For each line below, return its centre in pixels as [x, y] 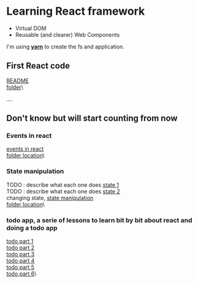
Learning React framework [76, 11]
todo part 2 [21, 248]
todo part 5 [21, 267]
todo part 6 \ [21, 274]
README [18, 80]
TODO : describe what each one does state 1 [63, 184]
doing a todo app [32, 228]
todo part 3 [21, 254]
